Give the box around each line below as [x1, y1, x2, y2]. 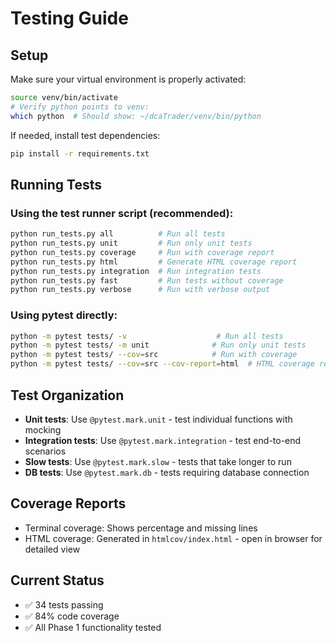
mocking [24, 423, 62, 436]
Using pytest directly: [10, 308, 118, 322]
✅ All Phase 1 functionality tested [24, 621, 162, 633]
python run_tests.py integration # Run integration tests [10, 266, 262, 276]
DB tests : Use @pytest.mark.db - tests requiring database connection [24, 466, 310, 478]
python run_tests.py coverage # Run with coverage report [10, 247, 275, 257]
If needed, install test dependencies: [10, 129, 161, 141]
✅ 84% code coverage [24, 610, 120, 622]
